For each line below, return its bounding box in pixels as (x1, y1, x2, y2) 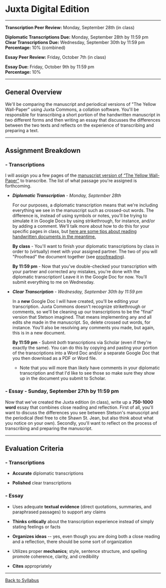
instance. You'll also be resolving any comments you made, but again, (12, 325, 155, 331)
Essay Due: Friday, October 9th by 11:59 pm (5, 63, 95, 70)
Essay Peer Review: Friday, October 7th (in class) (5, 54, 106, 60)
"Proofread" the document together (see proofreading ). (12, 254, 126, 260)
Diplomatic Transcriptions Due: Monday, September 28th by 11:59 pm (5, 34, 149, 40)
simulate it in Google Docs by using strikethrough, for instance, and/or (12, 218, 155, 224)
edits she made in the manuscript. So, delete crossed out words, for (12, 319, 151, 325)
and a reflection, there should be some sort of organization (12, 539, 132, 544)
